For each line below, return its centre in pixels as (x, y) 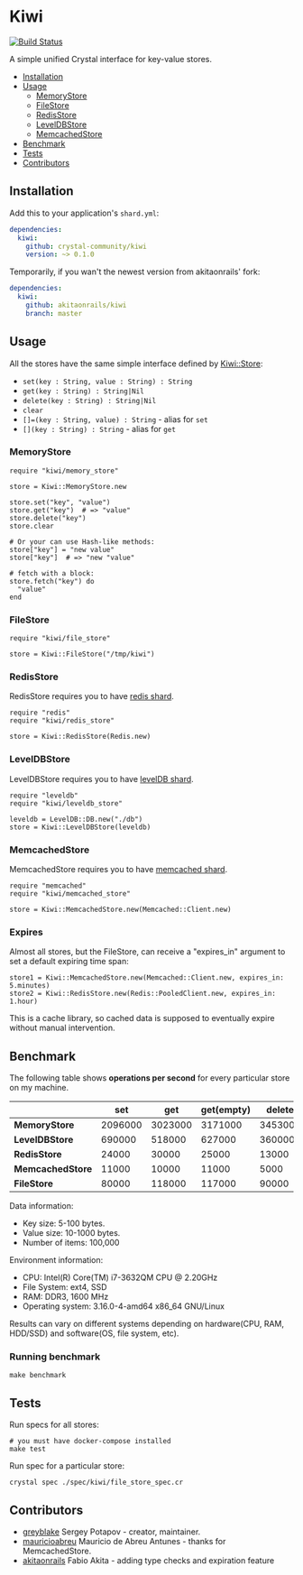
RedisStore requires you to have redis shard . (92, 696)
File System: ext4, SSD (64, 1287)
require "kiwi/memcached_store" (70, 894)
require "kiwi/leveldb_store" (66, 803)
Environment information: (56, 1260)
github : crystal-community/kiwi (86, 246)
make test (28, 1450)
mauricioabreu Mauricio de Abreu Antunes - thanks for (124, 1542)
